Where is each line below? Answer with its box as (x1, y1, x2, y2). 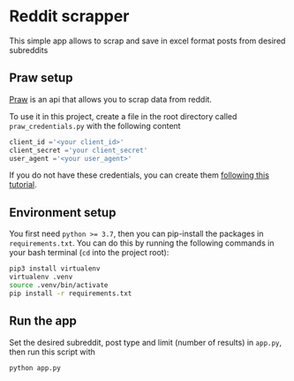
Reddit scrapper (9, 6, 130, 27)
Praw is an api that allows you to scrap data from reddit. (9, 94, 212, 104)
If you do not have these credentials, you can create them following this (9, 170, 269, 180)
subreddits (9, 44, 49, 55)
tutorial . (9, 179, 37, 190)
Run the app (9, 314, 77, 329)
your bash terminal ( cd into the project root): (9, 248, 170, 258)
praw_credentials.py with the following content (9, 120, 181, 131)
